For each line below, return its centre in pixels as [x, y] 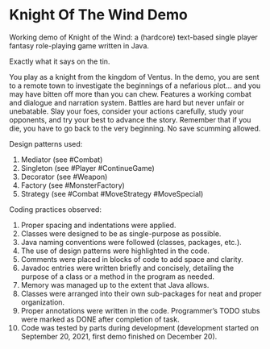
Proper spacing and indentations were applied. [98, 225]
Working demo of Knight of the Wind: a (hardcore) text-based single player [134, 37]
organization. [43, 302]
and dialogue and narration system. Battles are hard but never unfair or [127, 102]
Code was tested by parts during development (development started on [139, 327]
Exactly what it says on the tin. [60, 61]
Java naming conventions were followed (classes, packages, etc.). [131, 242]
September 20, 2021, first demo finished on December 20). [119, 336]
